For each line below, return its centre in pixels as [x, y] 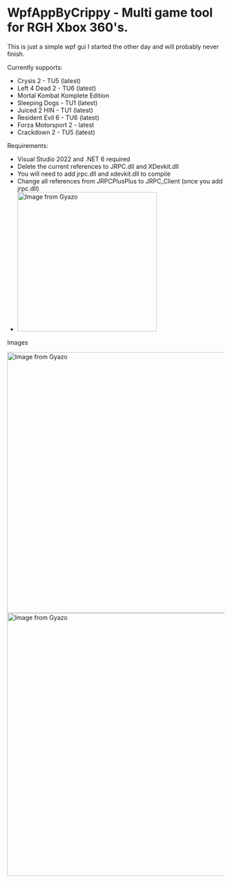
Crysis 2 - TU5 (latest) [49, 80]
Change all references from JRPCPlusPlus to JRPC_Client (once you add [120, 181]
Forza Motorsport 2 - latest [56, 125]
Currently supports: [35, 67]
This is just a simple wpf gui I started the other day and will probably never [113, 46]
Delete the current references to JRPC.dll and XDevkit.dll [98, 166]
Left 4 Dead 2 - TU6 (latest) [57, 88]
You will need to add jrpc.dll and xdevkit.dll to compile [94, 174]
